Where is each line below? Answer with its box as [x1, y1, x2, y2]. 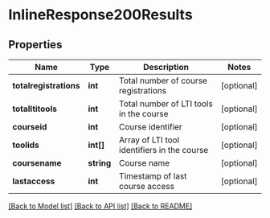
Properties [8, 38, 63, 51]
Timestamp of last [119, 171, 187, 182]
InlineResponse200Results [8, 6, 193, 24]
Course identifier [119, 121, 182, 132]
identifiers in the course [119, 145, 209, 155]
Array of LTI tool [119, 134, 180, 146]
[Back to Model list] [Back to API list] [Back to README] [8, 201, 193, 211]
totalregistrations [12, 80, 80, 91]
